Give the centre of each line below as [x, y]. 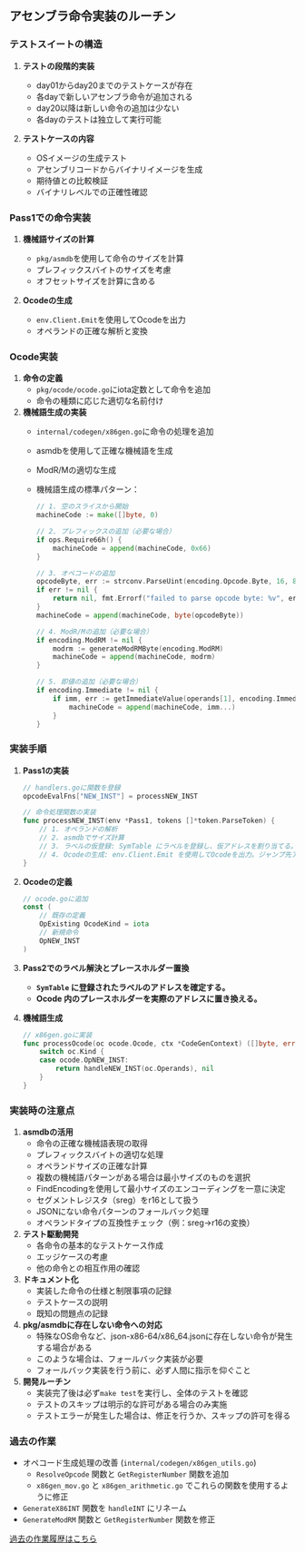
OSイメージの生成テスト [82, 158]
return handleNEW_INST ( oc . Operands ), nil [135, 1069]
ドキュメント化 [50, 1280]
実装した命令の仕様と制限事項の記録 [104, 1291]
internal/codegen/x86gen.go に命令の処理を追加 [125, 432]
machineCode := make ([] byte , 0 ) [97, 516]
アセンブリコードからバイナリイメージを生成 [119, 169]
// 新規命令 [59, 933]
